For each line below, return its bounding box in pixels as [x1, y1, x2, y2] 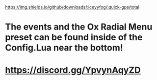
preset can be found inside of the [5, 32, 143, 43]
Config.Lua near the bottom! [5, 42, 124, 53]
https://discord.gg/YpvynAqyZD [5, 65, 141, 76]
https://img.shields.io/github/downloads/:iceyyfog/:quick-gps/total [5, 4, 140, 10]
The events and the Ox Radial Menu [5, 22, 153, 32]
